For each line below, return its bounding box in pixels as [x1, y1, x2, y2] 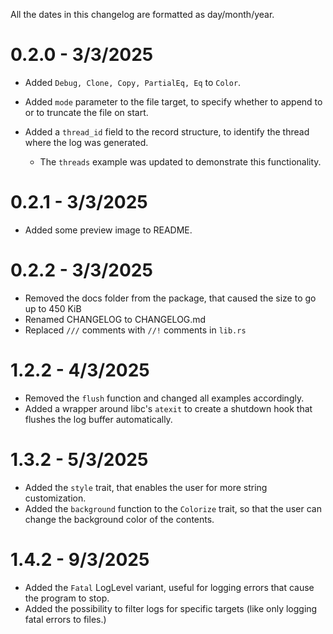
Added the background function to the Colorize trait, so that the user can [24, 502, 322, 514]
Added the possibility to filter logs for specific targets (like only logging [24, 602, 318, 614]
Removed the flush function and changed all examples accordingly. [24, 392, 305, 404]
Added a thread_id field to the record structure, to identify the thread [24, 125, 310, 138]
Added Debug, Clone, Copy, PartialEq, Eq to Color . [24, 76, 242, 88]
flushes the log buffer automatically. [24, 413, 173, 425]
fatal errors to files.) [24, 613, 107, 625]
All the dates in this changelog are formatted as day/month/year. [10, 9, 275, 20]
